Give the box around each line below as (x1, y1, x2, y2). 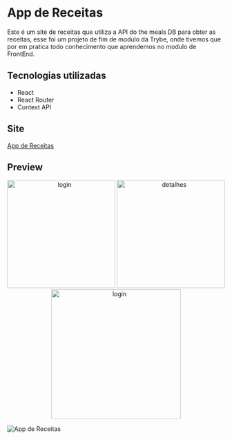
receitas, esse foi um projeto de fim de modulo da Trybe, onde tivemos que (7, 35, 222, 43)
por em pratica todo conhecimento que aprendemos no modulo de (7, 42, 197, 51)
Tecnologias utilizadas (7, 70, 106, 82)
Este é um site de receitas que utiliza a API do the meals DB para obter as (7, 28, 216, 36)
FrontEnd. (7, 50, 35, 58)
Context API (17, 102, 52, 111)
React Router (17, 95, 55, 104)
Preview (7, 161, 43, 173)
